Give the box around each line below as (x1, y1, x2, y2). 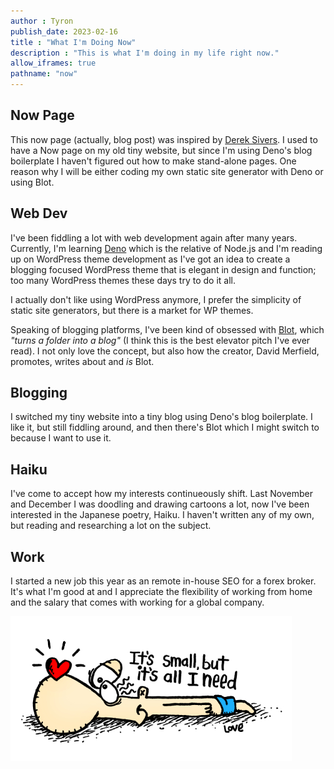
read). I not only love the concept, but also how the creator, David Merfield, (10, 345, 320, 357)
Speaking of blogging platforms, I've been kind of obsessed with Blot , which (10, 323, 325, 335)
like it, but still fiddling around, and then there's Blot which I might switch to (10, 421, 320, 434)
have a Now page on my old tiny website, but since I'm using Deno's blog (10, 144, 313, 156)
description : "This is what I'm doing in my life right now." (10, 48, 280, 58)
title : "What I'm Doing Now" (10, 37, 137, 47)
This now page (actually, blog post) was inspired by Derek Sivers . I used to (10, 133, 318, 145)
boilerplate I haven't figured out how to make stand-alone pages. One (10, 155, 297, 167)
